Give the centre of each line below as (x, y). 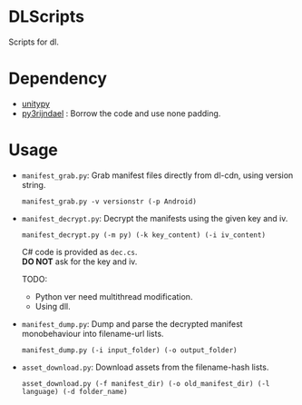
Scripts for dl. (34, 42)
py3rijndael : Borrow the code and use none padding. (121, 113)
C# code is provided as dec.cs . (79, 252)
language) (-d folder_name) (74, 391)
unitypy (36, 104)
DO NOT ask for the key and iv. (79, 262)
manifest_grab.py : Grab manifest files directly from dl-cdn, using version (157, 175)
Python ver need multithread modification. (114, 296)
